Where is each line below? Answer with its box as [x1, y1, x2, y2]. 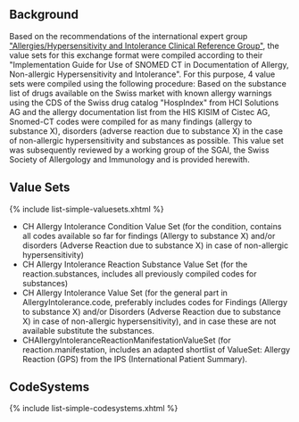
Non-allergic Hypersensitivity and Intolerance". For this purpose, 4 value [9, 69, 276, 79]
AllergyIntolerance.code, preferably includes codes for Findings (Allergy [21, 296, 288, 307]
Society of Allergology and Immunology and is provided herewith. [9, 153, 250, 164]
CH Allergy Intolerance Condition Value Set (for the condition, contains [21, 220, 282, 231]
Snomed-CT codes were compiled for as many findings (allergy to [9, 116, 253, 127]
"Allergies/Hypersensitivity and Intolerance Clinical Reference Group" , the [9, 40, 279, 51]
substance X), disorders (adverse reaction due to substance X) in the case [9, 125, 284, 137]
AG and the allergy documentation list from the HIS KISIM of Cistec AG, [9, 106, 270, 117]
